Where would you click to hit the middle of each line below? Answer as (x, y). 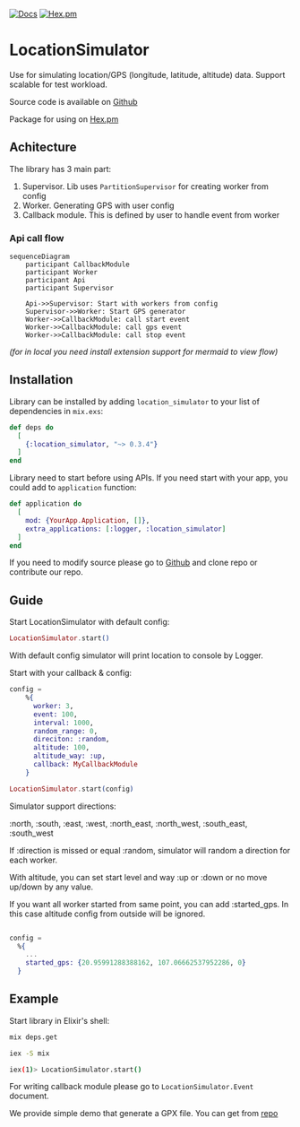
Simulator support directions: (63, 806)
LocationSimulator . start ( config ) (72, 789)
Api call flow (37, 238)
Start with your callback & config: (71, 673)
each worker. (34, 860)
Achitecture (43, 147)
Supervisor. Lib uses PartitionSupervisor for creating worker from (145, 186)
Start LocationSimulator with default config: (90, 622)
